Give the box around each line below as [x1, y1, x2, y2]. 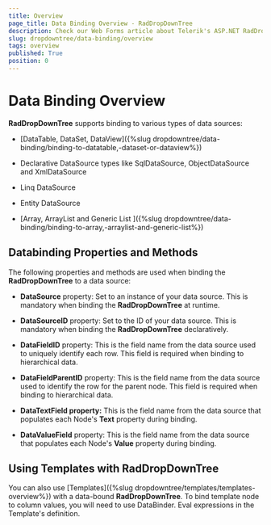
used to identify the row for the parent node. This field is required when [19, 381, 258, 391]
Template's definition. [8, 509, 81, 519]
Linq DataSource [19, 183, 77, 192]
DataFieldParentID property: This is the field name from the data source [19, 372, 261, 382]
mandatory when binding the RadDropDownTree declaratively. [19, 324, 229, 334]
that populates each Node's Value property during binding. [19, 438, 217, 448]
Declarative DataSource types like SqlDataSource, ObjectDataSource [19, 158, 250, 168]
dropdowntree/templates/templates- [134, 483, 256, 493]
